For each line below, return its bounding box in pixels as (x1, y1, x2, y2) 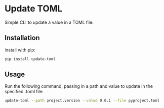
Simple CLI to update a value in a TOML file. (4, 19, 94, 25)
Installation (4, 34, 40, 42)
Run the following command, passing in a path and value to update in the (4, 83, 153, 89)
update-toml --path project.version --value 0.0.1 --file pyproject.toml (4, 98, 160, 103)
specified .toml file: (4, 89, 44, 95)
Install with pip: (4, 47, 36, 53)
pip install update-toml (4, 56, 56, 61)
